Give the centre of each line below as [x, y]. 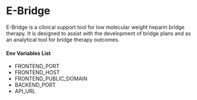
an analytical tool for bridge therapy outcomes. [63, 39]
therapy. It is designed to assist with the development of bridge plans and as [98, 33]
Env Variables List [29, 53]
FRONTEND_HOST [37, 72]
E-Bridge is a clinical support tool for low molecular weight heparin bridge [96, 27]
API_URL [25, 91]
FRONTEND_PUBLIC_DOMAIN [51, 79]
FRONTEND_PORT [37, 66]
